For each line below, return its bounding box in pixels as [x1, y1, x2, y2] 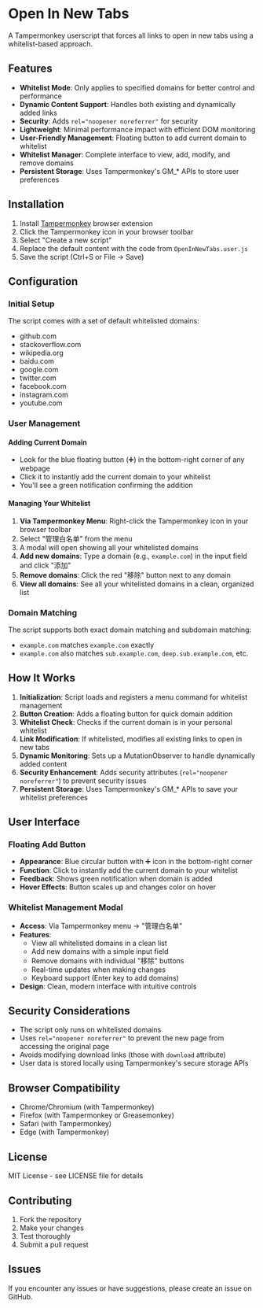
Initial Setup [8, 298, 55, 309]
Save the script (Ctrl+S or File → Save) [19, 252, 144, 261]
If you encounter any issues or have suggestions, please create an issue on [8, 1284, 253, 1293]
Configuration [8, 275, 79, 288]
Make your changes [19, 1223, 84, 1232]
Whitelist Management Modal [8, 902, 123, 913]
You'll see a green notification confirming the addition [19, 481, 194, 490]
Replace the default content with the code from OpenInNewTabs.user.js [19, 243, 249, 253]
